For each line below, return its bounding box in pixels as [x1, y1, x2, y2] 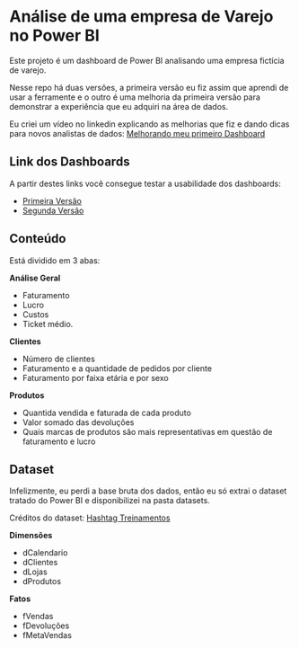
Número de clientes [22, 353, 96, 364]
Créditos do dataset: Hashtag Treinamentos [9, 512, 171, 523]
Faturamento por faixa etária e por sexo [22, 372, 169, 383]
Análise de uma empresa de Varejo [9, 6, 274, 27]
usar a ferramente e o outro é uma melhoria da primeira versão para [9, 92, 260, 102]
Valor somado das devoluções [22, 416, 135, 428]
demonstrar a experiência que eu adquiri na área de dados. [9, 101, 229, 111]
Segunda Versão [22, 205, 84, 216]
